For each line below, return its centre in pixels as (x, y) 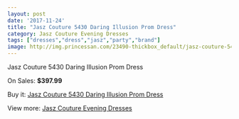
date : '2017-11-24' (36, 21)
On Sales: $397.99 (35, 81)
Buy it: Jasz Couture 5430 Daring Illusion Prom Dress (85, 94)
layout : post (27, 14)
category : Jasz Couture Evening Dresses (68, 34)
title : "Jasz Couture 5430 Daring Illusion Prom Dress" (92, 27)
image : (17, 47)
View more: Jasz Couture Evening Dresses (70, 108)
